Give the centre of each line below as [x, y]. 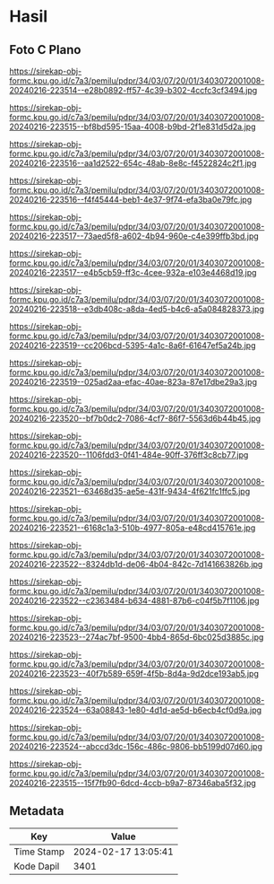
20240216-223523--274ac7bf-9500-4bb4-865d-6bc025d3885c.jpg [137, 637]
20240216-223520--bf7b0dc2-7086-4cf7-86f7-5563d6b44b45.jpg [135, 418]
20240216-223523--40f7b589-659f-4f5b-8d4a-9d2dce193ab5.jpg [134, 674]
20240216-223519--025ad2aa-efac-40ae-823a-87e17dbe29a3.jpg [133, 382]
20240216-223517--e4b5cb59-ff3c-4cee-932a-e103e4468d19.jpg [133, 272]
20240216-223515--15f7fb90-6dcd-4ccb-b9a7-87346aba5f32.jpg [133, 783]
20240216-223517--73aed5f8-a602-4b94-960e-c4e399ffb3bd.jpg [134, 236]
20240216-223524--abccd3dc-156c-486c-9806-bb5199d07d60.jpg [136, 746]
